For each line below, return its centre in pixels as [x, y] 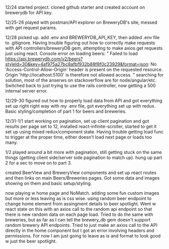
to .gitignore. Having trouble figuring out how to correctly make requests [80, 43]
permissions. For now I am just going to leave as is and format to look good [83, 236]
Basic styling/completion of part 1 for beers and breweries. [66, 111]
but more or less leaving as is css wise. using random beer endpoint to [78, 198]
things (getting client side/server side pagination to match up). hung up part [84, 157]
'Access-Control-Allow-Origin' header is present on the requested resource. [84, 69]
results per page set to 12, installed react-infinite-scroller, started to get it [81, 126]
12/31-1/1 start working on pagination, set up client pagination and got [77, 121]
